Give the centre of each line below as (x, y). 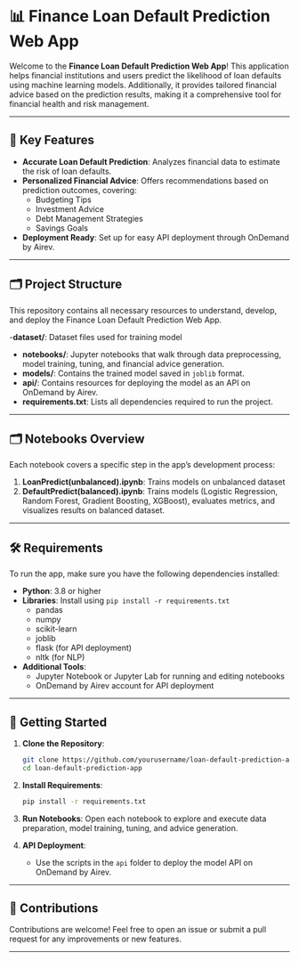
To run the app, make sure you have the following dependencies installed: (145, 574)
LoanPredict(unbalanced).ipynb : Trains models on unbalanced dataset (154, 482)
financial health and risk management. (79, 103)
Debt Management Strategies (89, 218)
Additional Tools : (54, 667)
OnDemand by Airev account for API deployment (125, 686)
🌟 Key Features (52, 140)
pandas (49, 610)
